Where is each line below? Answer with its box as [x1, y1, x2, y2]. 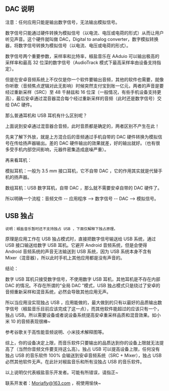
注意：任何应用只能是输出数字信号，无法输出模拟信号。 [5, 19, 120, 25]
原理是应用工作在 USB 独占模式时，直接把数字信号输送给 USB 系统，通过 [5, 236, 156, 242]
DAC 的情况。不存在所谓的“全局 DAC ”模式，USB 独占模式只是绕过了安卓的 [5, 282, 160, 288]
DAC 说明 [5, 5, 34, 14]
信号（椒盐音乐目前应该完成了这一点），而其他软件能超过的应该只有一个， [9, 305, 162, 311]
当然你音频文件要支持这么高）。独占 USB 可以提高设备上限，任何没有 [18, 346, 160, 352]
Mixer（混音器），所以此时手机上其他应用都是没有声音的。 [5, 254, 125, 260]
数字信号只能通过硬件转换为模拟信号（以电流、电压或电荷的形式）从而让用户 [5, 30, 164, 36]
